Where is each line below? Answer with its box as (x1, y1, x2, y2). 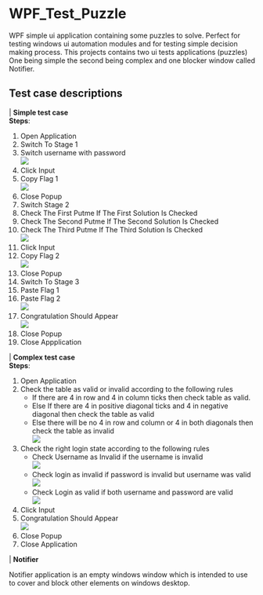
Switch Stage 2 (20, 199, 70, 209)
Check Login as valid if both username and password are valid (31, 487, 233, 497)
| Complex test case (9, 352, 75, 362)
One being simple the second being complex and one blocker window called (9, 56, 255, 65)
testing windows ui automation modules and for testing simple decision (9, 38, 238, 48)
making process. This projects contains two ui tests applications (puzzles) (9, 47, 248, 57)
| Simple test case (9, 108, 69, 117)
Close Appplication (20, 337, 82, 346)
